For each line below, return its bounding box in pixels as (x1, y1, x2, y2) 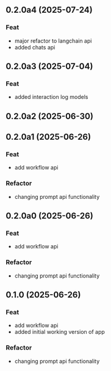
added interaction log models (14, 93, 88, 101)
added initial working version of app (14, 328, 105, 336)
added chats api (14, 43, 56, 51)
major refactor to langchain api (14, 37, 92, 45)
